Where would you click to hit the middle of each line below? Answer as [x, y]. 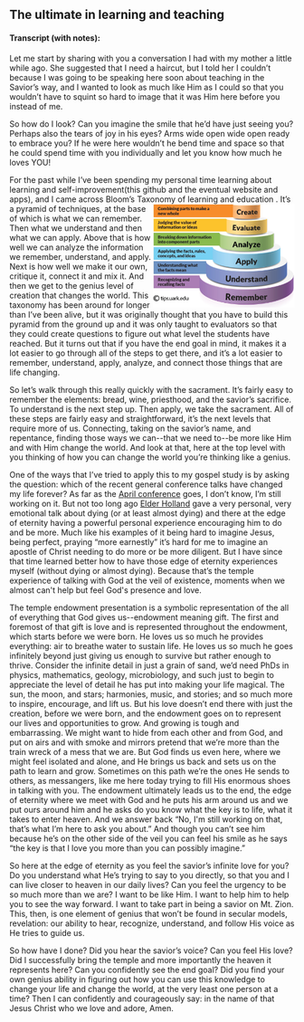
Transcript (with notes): [55, 38]
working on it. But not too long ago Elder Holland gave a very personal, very [151, 503]
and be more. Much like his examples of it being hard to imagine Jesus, [142, 532]
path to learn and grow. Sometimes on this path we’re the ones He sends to [149, 771]
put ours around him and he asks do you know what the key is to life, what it [151, 809]
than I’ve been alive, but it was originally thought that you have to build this [149, 314]
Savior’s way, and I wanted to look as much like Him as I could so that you [147, 87]
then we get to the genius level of [71, 285]
